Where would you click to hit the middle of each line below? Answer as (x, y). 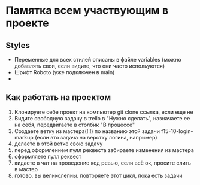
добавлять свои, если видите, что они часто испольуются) (90, 66)
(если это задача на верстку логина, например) (96, 137)
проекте (27, 23)
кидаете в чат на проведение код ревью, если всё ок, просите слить (102, 163)
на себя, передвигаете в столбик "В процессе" (75, 125)
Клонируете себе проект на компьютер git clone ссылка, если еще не (104, 112)
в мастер (26, 169)
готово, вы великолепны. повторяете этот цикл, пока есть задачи (98, 175)
